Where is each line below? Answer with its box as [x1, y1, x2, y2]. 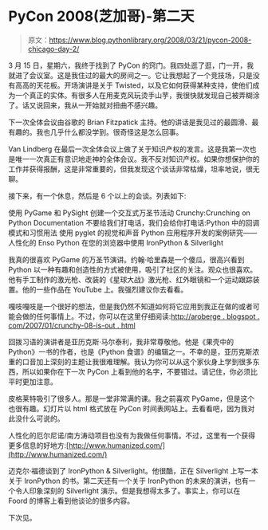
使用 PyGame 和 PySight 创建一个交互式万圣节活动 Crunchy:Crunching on [8, 208, 251, 218]
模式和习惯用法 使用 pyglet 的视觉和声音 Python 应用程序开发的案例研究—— [8, 228, 258, 238]
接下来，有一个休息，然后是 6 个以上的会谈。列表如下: [8, 190, 187, 200]
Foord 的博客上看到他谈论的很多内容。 [8, 496, 135, 505]
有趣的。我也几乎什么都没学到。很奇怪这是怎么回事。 [8, 127, 183, 136]
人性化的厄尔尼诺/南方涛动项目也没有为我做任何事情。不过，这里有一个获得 [8, 430, 256, 440]
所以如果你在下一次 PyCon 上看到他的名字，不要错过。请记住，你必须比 [22, 367, 258, 376]
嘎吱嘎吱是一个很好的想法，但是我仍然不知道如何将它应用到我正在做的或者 [8, 301, 253, 311]
